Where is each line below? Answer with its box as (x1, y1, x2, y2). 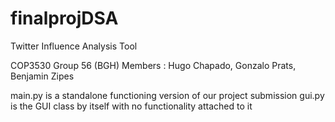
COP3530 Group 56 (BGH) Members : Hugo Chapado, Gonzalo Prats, (10, 59, 297, 71)
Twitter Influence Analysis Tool (10, 40, 138, 52)
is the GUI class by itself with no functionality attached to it (10, 100, 253, 112)
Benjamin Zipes (10, 70, 75, 82)
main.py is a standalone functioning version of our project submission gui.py (10, 89, 325, 101)
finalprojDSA (10, 7, 119, 30)
